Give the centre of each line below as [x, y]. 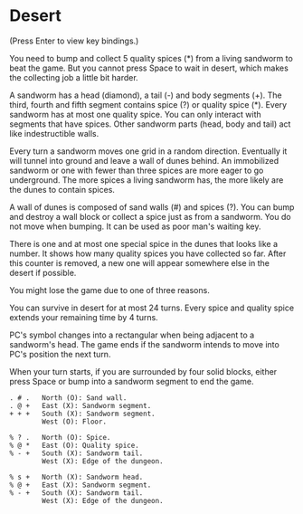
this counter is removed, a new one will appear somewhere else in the [139, 262]
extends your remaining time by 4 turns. [84, 317]
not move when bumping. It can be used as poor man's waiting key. [135, 226]
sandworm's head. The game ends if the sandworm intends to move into [145, 344]
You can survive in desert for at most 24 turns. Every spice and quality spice [152, 308]
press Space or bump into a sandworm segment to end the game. [132, 381]
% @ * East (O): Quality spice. [75, 445]
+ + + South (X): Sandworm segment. [82, 414]
